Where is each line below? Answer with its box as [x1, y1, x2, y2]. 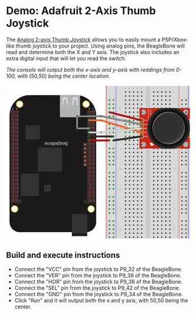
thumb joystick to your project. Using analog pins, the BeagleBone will [15, 42, 185, 49]
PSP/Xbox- [161, 36, 189, 43]
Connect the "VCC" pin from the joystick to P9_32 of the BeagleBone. [14, 266, 183, 273]
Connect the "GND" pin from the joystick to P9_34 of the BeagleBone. [14, 291, 184, 297]
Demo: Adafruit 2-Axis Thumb [6, 4, 156, 18]
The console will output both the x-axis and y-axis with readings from [6, 66, 175, 73]
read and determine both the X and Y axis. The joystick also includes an [6, 48, 180, 55]
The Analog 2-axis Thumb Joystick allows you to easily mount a [6, 36, 161, 43]
